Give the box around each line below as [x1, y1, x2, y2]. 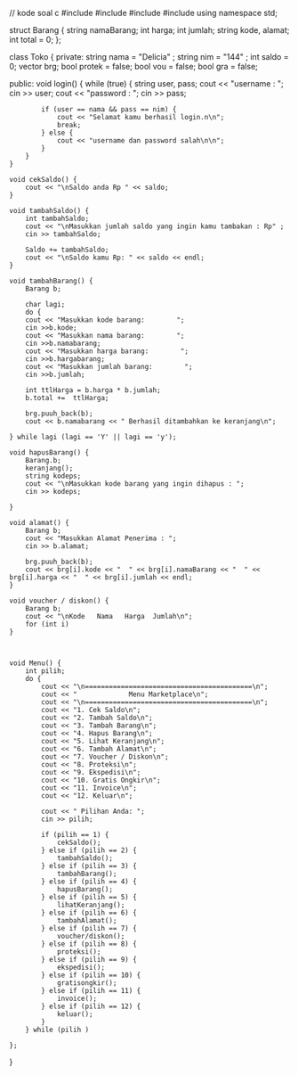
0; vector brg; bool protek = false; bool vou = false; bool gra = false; [9, 62, 258, 71]
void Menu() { [9, 659, 62, 668]
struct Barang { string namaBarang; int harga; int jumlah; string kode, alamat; [9, 25, 290, 35]
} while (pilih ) [25, 1025, 90, 1034]
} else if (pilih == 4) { [41, 877, 138, 886]
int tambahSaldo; [25, 214, 90, 223]
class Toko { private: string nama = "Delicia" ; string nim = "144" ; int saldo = [9, 52, 289, 62]
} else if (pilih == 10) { [41, 971, 141, 980]
